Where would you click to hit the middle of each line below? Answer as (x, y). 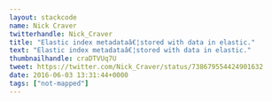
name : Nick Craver (43, 26)
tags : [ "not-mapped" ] (49, 83)
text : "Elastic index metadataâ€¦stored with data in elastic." (130, 51)
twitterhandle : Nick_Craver (61, 34)
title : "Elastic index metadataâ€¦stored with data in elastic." (132, 42)
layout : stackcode (43, 17)
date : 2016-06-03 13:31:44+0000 (69, 75)
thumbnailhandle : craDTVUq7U (63, 59)
